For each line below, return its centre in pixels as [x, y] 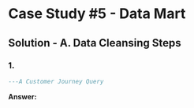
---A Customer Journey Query [56, 81]
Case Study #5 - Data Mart [97, 14]
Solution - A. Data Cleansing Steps [95, 43]
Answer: [22, 96]
